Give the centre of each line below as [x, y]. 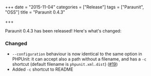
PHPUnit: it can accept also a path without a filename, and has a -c [79, 59]
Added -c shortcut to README [43, 69]
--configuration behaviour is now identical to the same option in [77, 54]
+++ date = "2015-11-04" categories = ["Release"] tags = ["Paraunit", [75, 7]
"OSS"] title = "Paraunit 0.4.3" [35, 12]
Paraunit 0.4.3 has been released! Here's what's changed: [63, 31]
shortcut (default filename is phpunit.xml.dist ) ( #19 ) [65, 64]
